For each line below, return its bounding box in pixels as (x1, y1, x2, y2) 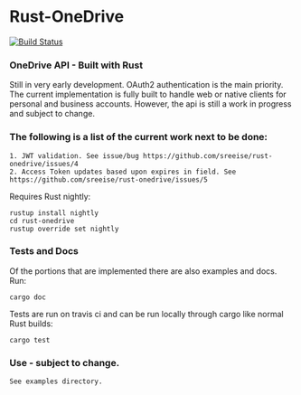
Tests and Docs (9, 245, 79, 258)
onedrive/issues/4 (9, 159, 79, 168)
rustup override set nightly (9, 224, 119, 233)
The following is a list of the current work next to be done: (9, 131, 268, 144)
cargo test (9, 335, 51, 344)
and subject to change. (9, 108, 95, 119)
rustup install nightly (9, 208, 99, 218)
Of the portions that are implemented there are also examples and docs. (9, 265, 277, 277)
